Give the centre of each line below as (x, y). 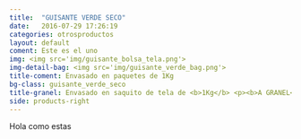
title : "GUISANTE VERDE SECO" (68, 17)
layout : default (39, 43)
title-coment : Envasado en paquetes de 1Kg (92, 76)
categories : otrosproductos (62, 34)
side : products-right (50, 101)
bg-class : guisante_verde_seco (68, 84)
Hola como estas (40, 126)
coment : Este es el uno (54, 51)
